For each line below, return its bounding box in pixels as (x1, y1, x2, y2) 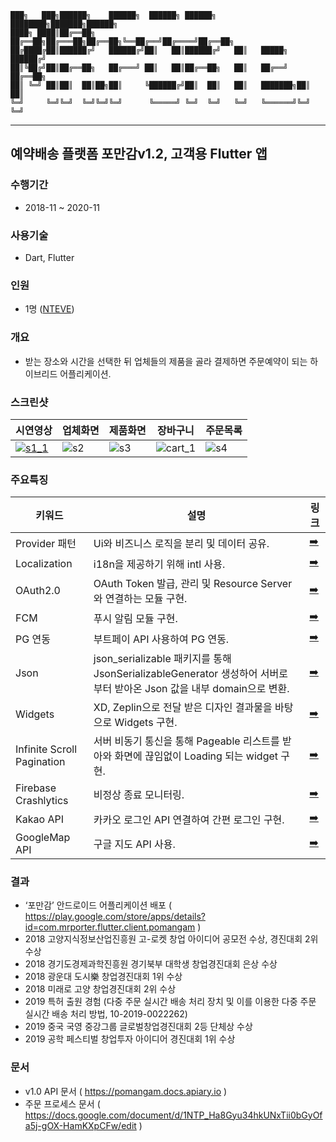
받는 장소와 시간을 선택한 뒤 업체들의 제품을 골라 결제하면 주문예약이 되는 (24, 355, 308, 367)
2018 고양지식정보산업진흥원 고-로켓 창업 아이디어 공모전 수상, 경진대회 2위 (24, 933, 319, 945)
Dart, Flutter (24, 251, 75, 263)
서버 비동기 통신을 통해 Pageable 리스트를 (93, 734, 280, 748)
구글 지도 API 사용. (93, 837, 176, 851)
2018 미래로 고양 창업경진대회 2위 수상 (24, 983, 177, 995)
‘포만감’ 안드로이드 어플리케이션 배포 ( (24, 899, 173, 911)
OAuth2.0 (15, 584, 61, 598)
